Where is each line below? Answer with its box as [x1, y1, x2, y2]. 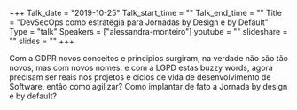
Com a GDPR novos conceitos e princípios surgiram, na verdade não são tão [9, 53, 288, 63]
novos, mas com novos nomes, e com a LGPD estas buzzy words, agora [9, 62, 273, 73]
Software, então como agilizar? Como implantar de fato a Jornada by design [9, 82, 288, 91]
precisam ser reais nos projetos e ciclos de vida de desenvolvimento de [9, 72, 271, 82]
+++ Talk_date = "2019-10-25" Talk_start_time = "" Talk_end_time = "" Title [9, 8, 282, 18]
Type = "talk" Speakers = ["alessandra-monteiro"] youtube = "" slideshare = [9, 27, 288, 36]
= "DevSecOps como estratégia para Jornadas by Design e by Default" [9, 17, 269, 27]
